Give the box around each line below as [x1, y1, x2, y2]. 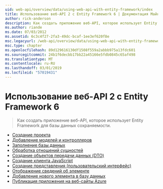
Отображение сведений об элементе [12, 168, 90, 173]
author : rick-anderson [5, 16, 51, 21]
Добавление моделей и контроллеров [12, 137, 92, 143]
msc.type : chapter [5, 43, 42, 48]
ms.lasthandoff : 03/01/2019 [5, 66, 62, 71]
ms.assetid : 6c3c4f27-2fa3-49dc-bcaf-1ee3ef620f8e [5, 34, 110, 39]
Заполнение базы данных [12, 142, 65, 148]
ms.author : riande [5, 25, 42, 30]
